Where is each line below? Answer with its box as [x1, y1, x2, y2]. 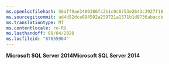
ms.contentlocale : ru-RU [6, 25, 67, 31]
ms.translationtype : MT [6, 19, 64, 25]
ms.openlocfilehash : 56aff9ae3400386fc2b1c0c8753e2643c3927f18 [6, 8, 164, 15]
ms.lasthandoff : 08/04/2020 [6, 31, 75, 36]
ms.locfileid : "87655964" [6, 36, 69, 42]
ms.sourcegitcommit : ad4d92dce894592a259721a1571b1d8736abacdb [6, 14, 164, 20]
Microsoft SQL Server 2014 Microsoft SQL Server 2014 [6, 52, 140, 59]
